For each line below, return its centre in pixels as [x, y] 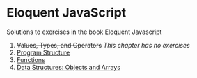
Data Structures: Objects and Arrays [69, 67]
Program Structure [43, 52]
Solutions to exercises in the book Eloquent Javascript [84, 32]
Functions [31, 59]
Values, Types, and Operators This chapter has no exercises [103, 45]
